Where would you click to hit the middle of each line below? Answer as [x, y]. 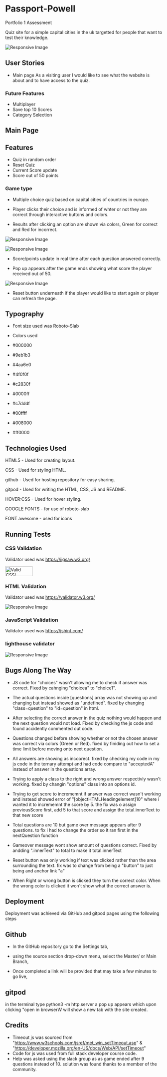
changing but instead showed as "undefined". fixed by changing [78, 703]
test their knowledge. [27, 38]
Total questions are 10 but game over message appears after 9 [77, 825]
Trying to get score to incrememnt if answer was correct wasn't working [86, 794]
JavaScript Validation [32, 620]
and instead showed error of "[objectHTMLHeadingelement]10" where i [86, 799]
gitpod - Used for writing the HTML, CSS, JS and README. [66, 489]
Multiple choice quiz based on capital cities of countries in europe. [81, 199]
